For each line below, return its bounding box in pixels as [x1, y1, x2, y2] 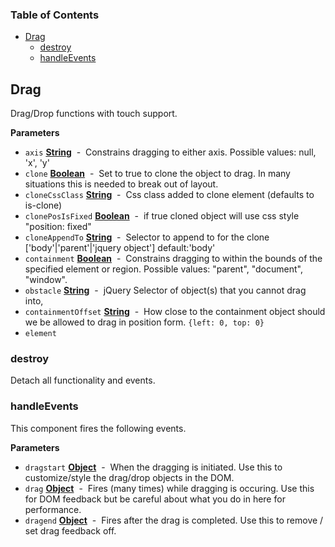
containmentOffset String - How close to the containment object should [24, 306, 326, 318]
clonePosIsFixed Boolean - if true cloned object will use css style [24, 210, 300, 222]
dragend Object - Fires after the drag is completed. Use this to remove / [24, 514, 324, 526]
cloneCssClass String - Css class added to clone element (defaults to [24, 189, 315, 201]
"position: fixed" [24, 221, 92, 233]
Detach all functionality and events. [10, 374, 156, 387]
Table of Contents [10, 8, 100, 22]
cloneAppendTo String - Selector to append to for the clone [24, 231, 270, 243]
